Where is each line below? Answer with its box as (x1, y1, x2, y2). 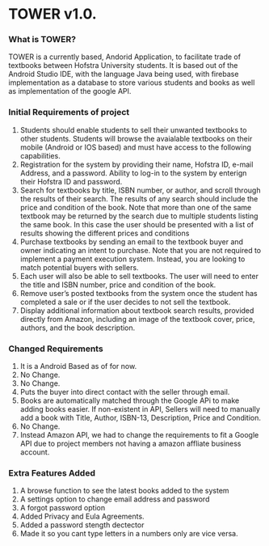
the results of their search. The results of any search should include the (19, 193, 258, 203)
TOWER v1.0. (8, 5, 97, 23)
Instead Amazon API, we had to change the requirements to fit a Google (19, 430, 259, 440)
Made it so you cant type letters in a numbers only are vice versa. (19, 529, 238, 539)
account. (19, 447, 50, 457)
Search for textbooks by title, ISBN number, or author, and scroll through (19, 185, 261, 195)
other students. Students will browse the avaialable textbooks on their (19, 133, 253, 143)
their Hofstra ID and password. (19, 176, 123, 186)
